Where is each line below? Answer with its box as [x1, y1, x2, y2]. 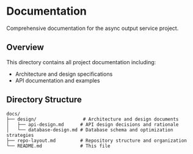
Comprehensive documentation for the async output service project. [6, 24, 179, 32]
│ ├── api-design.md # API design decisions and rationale [6, 121, 179, 128]
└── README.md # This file [6, 142, 111, 149]
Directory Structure [6, 95, 82, 105]
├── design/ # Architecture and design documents [6, 116, 179, 122]
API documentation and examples [15, 76, 100, 84]
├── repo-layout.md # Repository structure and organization [6, 137, 188, 144]
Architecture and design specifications [15, 70, 113, 78]
